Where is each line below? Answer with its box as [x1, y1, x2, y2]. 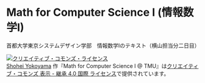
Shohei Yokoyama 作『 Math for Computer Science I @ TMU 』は [6, 62, 167, 70]
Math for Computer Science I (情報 [6, 5, 184, 19]
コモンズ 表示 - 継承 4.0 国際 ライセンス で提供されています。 [16, 70, 170, 77]
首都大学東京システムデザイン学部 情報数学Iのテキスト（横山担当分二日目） [6, 42, 200, 49]
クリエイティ [167, 62, 199, 70]
